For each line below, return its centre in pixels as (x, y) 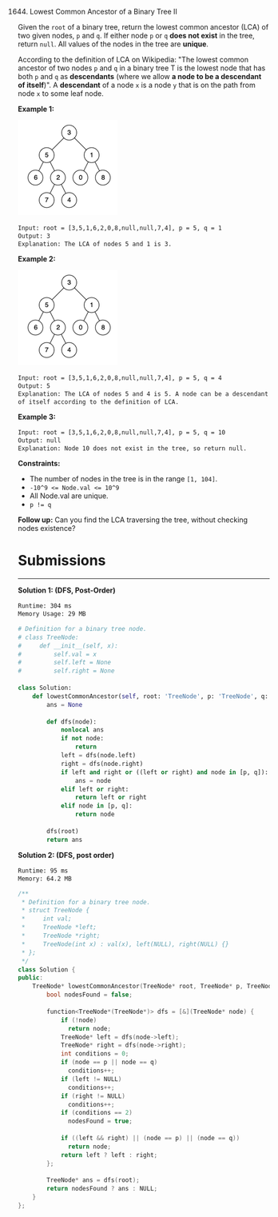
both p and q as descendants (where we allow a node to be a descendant (140, 76)
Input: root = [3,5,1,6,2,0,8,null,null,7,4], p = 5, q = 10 (122, 433)
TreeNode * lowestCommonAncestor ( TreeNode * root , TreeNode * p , (138, 987)
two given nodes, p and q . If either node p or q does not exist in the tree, (136, 36)
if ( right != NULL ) (93, 1096)
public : (31, 978)
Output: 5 (34, 386)
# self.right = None (66, 671)
